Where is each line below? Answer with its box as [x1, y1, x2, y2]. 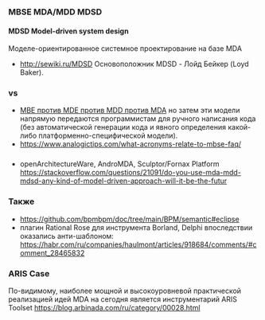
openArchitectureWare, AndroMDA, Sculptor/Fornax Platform [19, 159, 220, 169]
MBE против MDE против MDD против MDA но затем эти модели [19, 106, 240, 115]
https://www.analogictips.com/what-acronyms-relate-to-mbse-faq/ [19, 139, 241, 149]
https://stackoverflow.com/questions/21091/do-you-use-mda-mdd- [19, 168, 241, 178]
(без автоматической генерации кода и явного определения [19, 123, 227, 132]
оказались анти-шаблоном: [19, 231, 114, 240]
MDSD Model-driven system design [8, 26, 129, 36]
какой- [228, 123, 251, 132]
